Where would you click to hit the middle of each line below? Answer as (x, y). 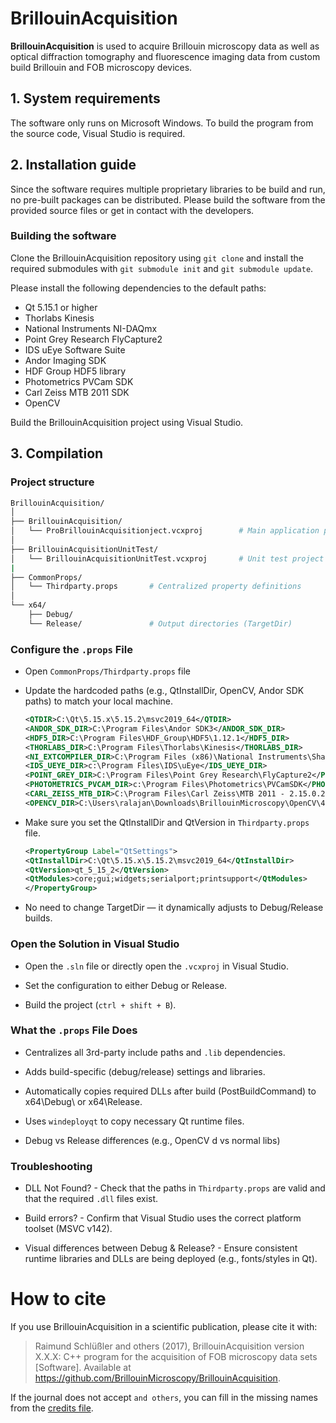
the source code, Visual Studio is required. (98, 133)
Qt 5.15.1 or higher (61, 307)
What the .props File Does (74, 1030)
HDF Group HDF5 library (75, 371)
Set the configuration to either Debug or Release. (126, 985)
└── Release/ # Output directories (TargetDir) (160, 623)
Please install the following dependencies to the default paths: (138, 288)
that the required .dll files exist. (91, 1199)
